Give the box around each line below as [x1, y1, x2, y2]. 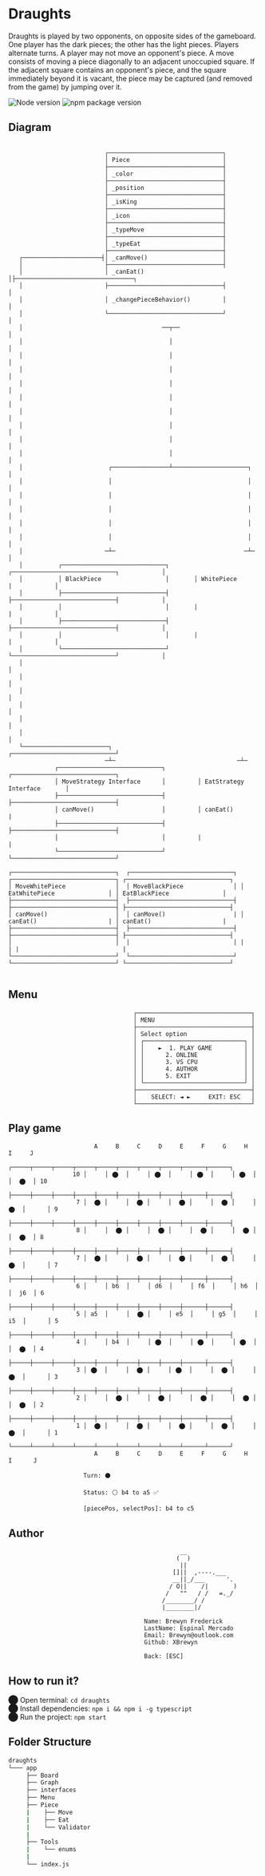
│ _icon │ [105, 212, 227, 220]
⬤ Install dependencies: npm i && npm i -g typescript [8, 1704, 193, 1713]
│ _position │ [105, 184, 227, 192]
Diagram [8, 121, 52, 134]
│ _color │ [105, 169, 227, 178]
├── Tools [26, 1838, 59, 1846]
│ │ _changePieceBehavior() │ [18, 295, 227, 303]
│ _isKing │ [105, 197, 227, 206]
